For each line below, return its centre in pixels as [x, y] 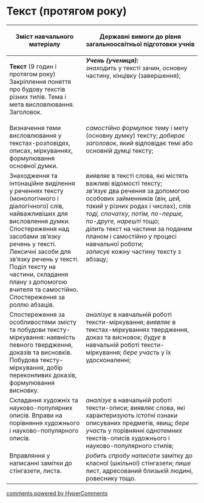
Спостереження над [39, 229]
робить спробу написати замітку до [139, 455]
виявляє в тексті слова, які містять [137, 175]
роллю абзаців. [32, 305]
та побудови [28, 329]
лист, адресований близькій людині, [139, 470]
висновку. [24, 390]
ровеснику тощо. [111, 478]
